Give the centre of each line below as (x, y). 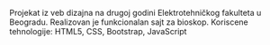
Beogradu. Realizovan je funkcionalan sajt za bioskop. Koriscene (129, 22)
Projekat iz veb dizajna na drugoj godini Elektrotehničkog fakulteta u (135, 13)
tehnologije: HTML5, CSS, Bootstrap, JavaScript (98, 31)
